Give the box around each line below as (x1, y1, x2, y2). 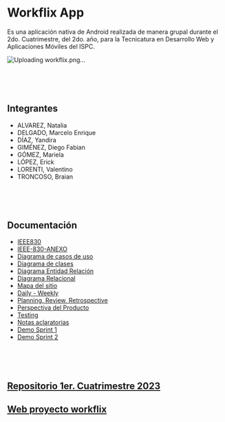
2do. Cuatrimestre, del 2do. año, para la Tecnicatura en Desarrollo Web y (7, 34, 215, 43)
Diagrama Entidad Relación (17, 267, 94, 275)
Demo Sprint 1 (17, 325, 57, 334)
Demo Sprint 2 (17, 333, 58, 341)
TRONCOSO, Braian (17, 172, 74, 181)
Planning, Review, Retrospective (17, 297, 108, 305)
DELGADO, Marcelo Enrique (17, 128, 96, 137)
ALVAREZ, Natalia (17, 121, 67, 129)
